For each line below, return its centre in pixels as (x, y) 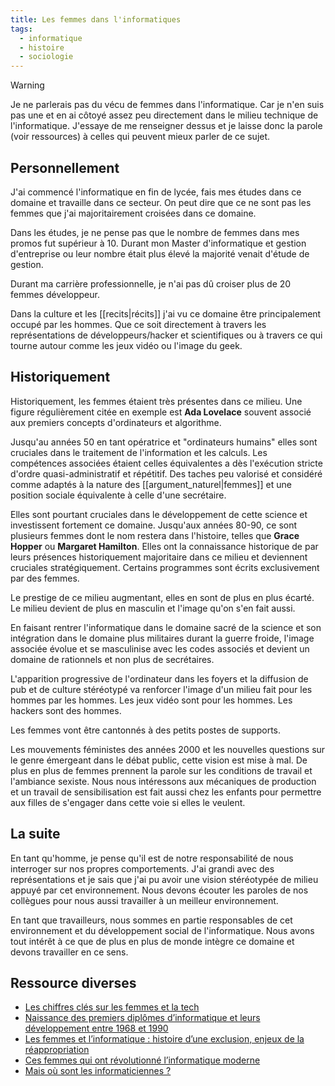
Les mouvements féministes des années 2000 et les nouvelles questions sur (168, 749)
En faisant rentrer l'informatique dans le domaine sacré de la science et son (166, 627)
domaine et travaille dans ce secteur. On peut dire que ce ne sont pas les (161, 202)
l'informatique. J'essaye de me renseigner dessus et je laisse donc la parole (166, 126)
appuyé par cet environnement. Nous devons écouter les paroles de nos (159, 890)
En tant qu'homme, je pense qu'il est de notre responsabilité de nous (152, 858)
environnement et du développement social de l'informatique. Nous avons (162, 930)
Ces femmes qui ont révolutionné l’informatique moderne (142, 1060)
